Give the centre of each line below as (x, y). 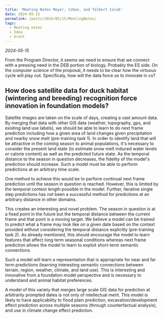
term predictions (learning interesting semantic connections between (74, 265)
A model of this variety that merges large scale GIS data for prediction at (78, 289)
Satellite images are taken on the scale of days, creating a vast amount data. (81, 118)
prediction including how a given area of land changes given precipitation (79, 133)
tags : (10, 23)
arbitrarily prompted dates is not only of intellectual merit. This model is (77, 295)
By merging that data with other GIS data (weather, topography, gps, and (78, 123)
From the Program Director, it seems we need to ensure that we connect (77, 60)
